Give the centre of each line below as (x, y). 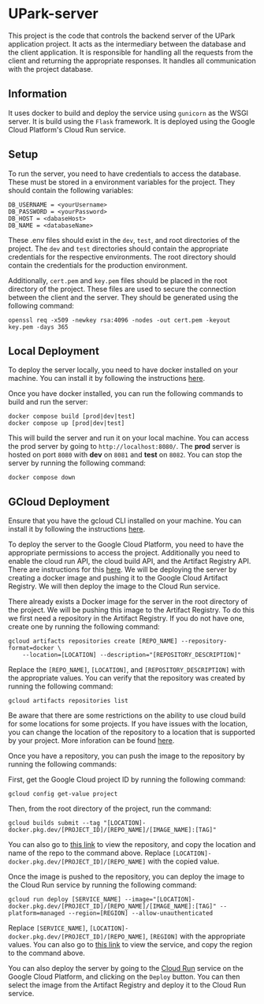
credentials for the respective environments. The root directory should (122, 256)
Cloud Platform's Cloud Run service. (67, 129)
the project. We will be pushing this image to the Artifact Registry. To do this (131, 610)
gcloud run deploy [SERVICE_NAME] (65, 900)
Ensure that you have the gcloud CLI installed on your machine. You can (125, 521)
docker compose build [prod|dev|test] (72, 416)
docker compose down (42, 478)
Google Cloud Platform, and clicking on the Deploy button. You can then (124, 977)
